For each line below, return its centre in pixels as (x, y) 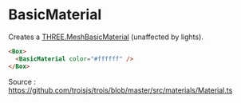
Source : (22, 81)
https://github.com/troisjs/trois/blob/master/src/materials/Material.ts (120, 90)
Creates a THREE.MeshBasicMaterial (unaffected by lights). (106, 37)
